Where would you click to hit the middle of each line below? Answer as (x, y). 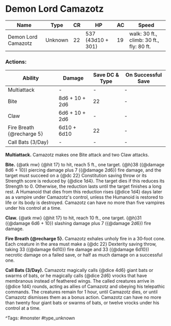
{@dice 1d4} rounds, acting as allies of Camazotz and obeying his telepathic (85, 287)
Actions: (16, 62)
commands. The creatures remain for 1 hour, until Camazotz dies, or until (81, 292)
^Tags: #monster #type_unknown (40, 318)
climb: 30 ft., (144, 40)
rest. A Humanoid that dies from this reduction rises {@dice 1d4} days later (84, 192)
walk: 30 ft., (143, 34)
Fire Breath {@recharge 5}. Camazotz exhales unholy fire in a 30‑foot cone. (85, 239)
